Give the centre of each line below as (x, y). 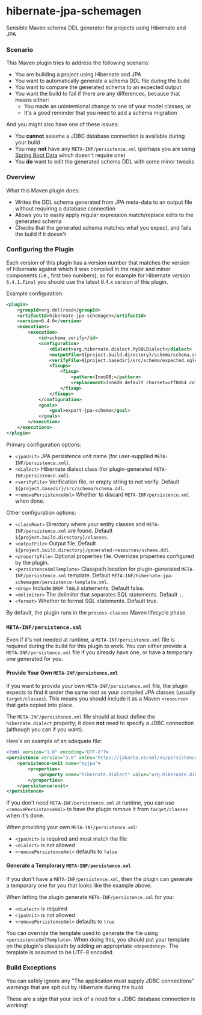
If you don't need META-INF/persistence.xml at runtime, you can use (90, 803)
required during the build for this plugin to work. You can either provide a (96, 646)
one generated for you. (35, 659)
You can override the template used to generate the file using (82, 933)
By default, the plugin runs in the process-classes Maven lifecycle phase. (97, 612)
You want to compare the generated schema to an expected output (98, 87)
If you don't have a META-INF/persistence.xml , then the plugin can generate (99, 879)
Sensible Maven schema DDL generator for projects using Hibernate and (96, 28)
